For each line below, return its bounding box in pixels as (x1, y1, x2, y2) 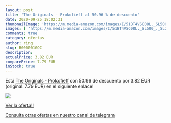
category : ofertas (5, 36, 44, 41)
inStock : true (5, 64, 36, 69)
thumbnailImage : (5, 21, 40, 27)
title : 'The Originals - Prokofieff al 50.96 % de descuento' (5, 12, 140, 17)
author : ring (5, 40, 33, 46)
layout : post (5, 7, 33, 13)
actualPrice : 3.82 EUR (5, 54, 53, 60)
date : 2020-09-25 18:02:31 (5, 17, 63, 22)
